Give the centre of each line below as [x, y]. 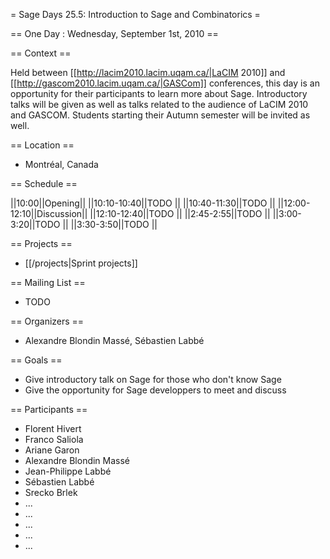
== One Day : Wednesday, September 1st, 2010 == [114, 33]
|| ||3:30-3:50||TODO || [110, 224]
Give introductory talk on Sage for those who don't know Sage [153, 379]
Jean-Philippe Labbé [68, 471]
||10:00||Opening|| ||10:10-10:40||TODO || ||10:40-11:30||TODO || [143, 203]
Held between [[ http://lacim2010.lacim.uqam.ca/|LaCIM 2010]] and [148, 72]
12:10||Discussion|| [49, 213]
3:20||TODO [35, 224]
